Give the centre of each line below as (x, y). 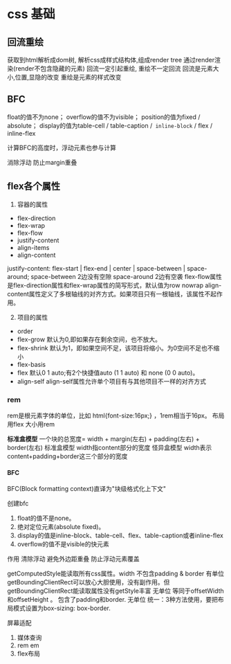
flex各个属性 (34, 187)
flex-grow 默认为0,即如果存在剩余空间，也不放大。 (89, 339)
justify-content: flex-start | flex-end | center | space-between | (96, 268)
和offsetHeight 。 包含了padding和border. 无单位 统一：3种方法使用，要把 (112, 600)
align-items (33, 247)
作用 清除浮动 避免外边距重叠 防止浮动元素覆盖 (73, 559)
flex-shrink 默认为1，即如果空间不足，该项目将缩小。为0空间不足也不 (115, 348)
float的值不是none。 (46, 518)
